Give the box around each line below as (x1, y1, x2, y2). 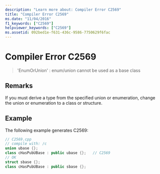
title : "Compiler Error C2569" (5, 12, 69, 17)
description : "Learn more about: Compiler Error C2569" (5, 7, 121, 12)
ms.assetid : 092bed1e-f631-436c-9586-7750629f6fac (5, 30, 111, 35)
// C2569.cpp (5, 137, 32, 142)
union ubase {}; (5, 146, 38, 151)
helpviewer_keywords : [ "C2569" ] (5, 26, 71, 30)
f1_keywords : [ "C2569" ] (5, 21, 54, 26)
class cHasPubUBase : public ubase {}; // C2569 (5, 150, 111, 155)
